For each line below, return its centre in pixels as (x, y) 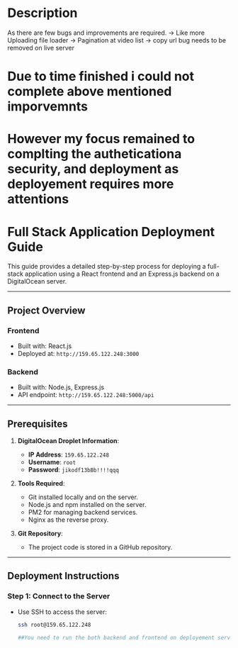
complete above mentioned (90, 92)
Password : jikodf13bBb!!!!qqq (73, 470)
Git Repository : (40, 534)
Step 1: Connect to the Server (59, 596)
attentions (38, 199)
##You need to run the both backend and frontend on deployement (116, 637)
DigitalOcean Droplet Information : (68, 441)
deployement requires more (91, 184)
